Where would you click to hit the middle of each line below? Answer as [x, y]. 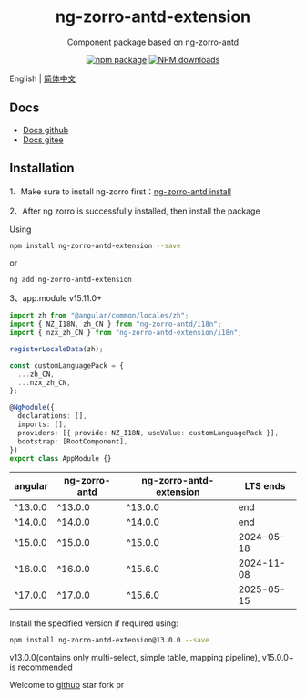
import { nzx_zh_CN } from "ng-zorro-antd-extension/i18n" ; [126, 333]
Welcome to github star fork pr [67, 685]
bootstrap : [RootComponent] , [73, 441]
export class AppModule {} [61, 458]
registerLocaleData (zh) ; [56, 349]
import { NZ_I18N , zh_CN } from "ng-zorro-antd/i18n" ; [116, 324]
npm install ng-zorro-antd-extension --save [95, 245]
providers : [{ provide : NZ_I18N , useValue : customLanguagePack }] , [148, 433]
